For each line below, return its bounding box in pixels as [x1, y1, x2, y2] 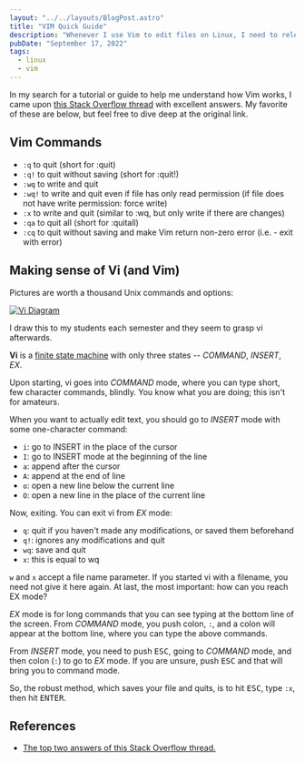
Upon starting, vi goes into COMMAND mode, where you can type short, [9, 377, 280, 388]
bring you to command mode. [9, 665, 121, 676]
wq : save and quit [22, 544, 86, 555]
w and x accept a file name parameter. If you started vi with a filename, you [9, 571, 289, 583]
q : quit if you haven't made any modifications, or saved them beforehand [22, 524, 295, 535]
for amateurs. [9, 396, 60, 407]
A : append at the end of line [22, 470, 125, 481]
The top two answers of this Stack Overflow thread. [22, 743, 216, 754]
